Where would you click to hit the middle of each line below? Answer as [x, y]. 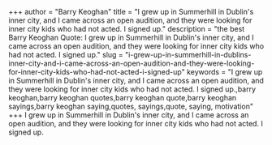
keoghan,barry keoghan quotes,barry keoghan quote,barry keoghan [123, 98]
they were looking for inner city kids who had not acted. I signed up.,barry [132, 89]
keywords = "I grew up [225, 72]
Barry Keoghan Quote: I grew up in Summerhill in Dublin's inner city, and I [131, 37]
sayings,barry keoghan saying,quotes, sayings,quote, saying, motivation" [131, 106]
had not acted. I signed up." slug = [66, 55]
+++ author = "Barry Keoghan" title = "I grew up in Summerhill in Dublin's [131, 12]
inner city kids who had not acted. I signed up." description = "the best [127, 29]
